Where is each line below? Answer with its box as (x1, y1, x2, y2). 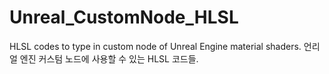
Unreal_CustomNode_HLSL (9, 6, 239, 29)
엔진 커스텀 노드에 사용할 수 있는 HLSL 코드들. (19, 52, 199, 65)
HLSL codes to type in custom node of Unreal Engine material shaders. (9, 40, 302, 52)
